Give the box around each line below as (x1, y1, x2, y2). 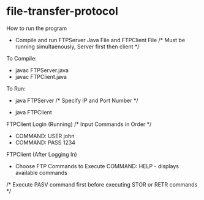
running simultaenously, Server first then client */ (15, 43, 140, 50)
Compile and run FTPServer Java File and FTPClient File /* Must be (15, 36, 186, 43)
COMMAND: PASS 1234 (15, 139, 75, 146)
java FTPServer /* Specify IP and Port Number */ (15, 97, 139, 104)
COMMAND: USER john (15, 132, 75, 139)
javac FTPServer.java (15, 66, 69, 74)
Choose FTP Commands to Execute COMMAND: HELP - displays (15, 162, 179, 169)
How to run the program (6, 24, 67, 32)
